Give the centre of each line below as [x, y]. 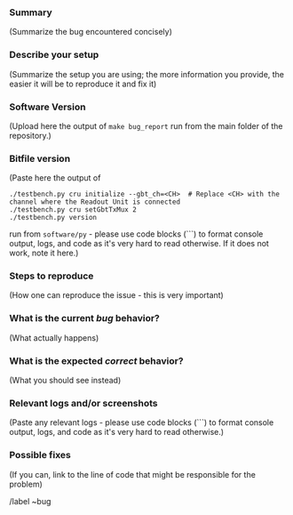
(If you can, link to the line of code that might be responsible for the [132, 474]
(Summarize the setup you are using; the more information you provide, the [147, 74]
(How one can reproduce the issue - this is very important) [116, 295]
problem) [26, 484]
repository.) [30, 135]
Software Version [48, 107]
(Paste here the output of [55, 178]
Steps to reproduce [51, 276]
